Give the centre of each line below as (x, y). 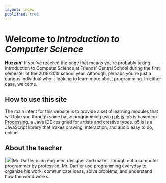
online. (12, 133)
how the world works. (27, 177)
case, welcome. (21, 84)
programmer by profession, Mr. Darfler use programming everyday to (76, 166)
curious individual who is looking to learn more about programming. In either (83, 79)
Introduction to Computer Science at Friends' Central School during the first (83, 68)
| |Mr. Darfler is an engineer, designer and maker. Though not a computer (82, 161)
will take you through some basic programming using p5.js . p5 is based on (81, 117)
